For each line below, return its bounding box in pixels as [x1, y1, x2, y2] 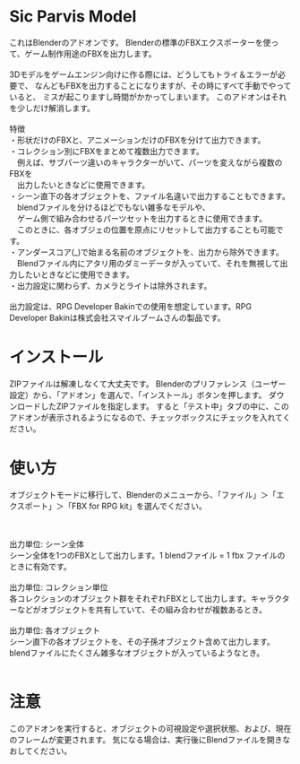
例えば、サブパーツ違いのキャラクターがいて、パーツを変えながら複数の [16, 157, 283, 168]
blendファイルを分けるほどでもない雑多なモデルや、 [16, 202, 210, 213]
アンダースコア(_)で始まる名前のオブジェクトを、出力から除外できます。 [16, 247, 284, 257]
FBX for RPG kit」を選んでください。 [71, 500, 208, 511]
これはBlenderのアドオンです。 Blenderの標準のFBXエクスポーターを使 [9, 37, 271, 48]
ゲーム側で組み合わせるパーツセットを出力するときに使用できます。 [16, 213, 267, 223]
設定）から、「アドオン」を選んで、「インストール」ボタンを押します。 [9, 389, 267, 400]
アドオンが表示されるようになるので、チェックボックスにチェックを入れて [9, 412, 284, 422]
